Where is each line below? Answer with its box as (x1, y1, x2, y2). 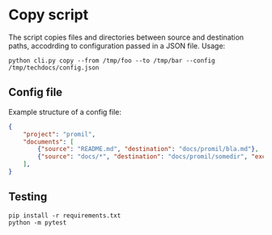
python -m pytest (8, 218, 67, 227)
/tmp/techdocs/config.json (8, 63, 100, 72)
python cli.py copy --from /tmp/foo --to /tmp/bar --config (8, 57, 216, 65)
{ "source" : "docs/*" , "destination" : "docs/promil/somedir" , (37, 153, 249, 161)
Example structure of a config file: (8, 107, 121, 116)
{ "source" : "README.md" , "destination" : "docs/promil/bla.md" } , (37, 145, 259, 153)
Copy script (8, 6, 89, 24)
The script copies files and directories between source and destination (8, 32, 244, 42)
